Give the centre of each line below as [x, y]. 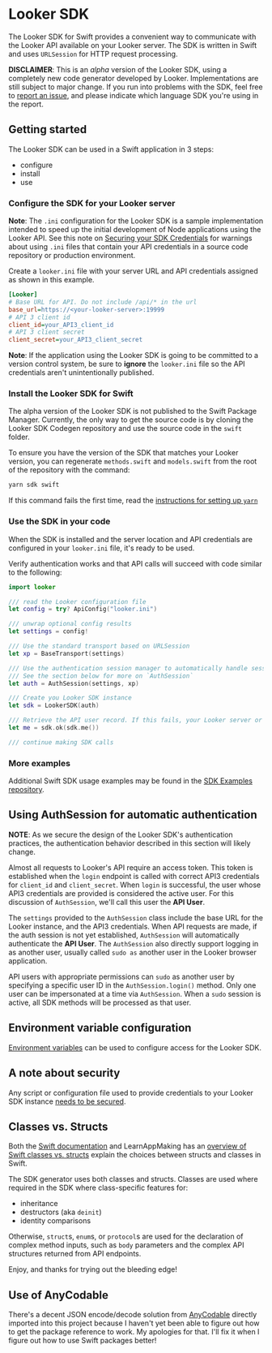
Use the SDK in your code [59, 522]
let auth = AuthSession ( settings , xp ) [74, 683]
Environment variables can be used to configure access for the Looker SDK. [135, 1047]
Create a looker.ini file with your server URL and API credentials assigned [134, 271]
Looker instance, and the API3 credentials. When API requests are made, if [133, 926]
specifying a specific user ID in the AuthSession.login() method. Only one [132, 985]
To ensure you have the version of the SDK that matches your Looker [123, 453]
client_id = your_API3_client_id [61, 325]
